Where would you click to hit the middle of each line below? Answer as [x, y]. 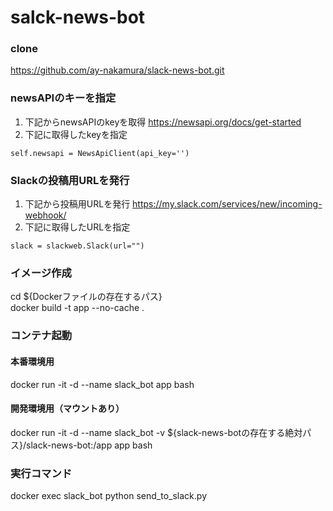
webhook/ [45, 215]
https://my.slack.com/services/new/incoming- [227, 204]
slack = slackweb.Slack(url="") [77, 246]
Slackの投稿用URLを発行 [70, 180]
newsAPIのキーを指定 [63, 98]
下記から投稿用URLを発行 [77, 204]
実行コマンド [41, 473]
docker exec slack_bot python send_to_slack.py [109, 495]
